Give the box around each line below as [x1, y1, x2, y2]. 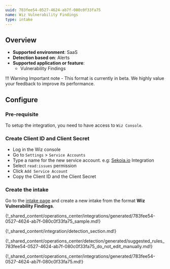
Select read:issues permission [12, 163, 77, 169]
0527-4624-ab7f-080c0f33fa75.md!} [5, 259, 84, 265]
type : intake [5, 17, 33, 22]
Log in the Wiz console [12, 146, 61, 153]
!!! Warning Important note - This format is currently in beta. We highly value [5, 75, 164, 81]
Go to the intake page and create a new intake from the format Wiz [5, 198, 146, 204]
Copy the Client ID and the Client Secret [12, 173, 96, 180]
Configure [5, 95, 38, 104]
